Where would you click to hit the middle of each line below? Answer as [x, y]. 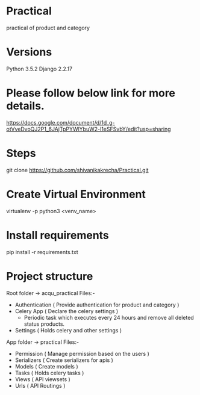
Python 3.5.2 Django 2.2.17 [39, 69]
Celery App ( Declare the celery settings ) [67, 311]
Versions [29, 52]
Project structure [50, 276]
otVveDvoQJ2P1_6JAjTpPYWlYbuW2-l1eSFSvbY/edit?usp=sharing [89, 129]
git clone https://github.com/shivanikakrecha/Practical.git [77, 170]
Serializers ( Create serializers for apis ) [64, 360]
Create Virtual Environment [76, 194]
